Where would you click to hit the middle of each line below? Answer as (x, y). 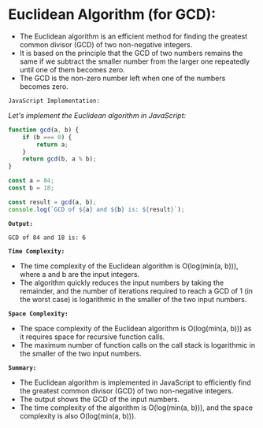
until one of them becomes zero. (72, 69)
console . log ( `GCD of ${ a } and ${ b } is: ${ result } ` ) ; (96, 209)
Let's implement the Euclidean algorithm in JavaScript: (97, 115)
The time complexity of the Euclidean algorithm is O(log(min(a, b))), (129, 266)
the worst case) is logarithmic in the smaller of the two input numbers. (133, 299)
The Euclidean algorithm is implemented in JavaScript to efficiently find (135, 382)
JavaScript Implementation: (54, 101)
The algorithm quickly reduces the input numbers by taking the (122, 282)
